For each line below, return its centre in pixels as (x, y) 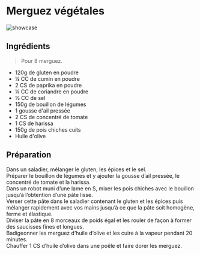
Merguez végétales (56, 11)
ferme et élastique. (29, 214)
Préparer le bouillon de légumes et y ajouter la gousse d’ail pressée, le (93, 175)
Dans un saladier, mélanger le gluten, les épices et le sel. (77, 169)
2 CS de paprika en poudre (48, 85)
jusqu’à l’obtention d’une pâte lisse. (50, 195)
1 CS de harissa (34, 123)
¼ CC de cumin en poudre (47, 78)
